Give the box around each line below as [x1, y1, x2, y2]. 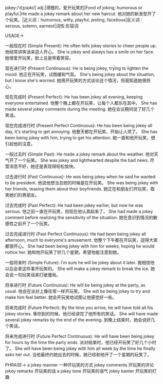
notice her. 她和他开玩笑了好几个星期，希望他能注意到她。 [5, 250, 122, 255]
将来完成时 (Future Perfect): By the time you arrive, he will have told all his [5, 305, 153, 310]
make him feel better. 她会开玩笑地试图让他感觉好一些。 [5, 294, 117, 300]
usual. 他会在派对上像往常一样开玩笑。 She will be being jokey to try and [5, 288, 150, 294]
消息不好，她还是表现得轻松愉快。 [9, 163, 78, 169]
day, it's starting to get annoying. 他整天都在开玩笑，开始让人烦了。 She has [5, 129, 158, 134]
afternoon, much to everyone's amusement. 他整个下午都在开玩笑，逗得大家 [5, 237, 158, 243]
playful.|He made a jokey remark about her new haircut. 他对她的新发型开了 [5, 11, 156, 17]
